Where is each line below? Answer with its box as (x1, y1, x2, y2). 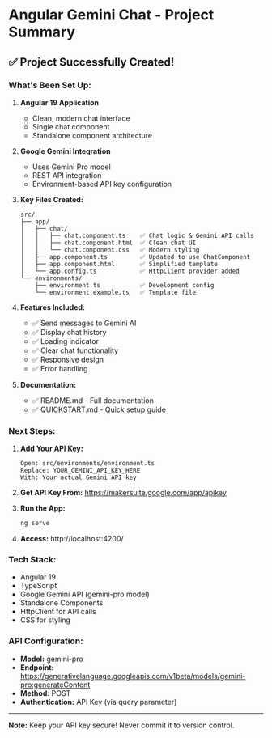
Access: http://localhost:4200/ (19, 534, 124, 544)
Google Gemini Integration (19, 146, 111, 155)
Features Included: (19, 302, 85, 312)
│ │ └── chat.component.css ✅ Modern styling (19, 245, 200, 254)
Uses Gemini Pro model (32, 162, 111, 172)
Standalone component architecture (32, 130, 153, 140)
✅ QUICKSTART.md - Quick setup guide (32, 405, 166, 414)
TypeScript (19, 581, 57, 591)
